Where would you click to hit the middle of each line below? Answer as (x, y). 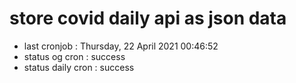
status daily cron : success (79, 67)
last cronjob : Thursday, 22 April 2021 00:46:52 (121, 46)
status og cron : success (74, 56)
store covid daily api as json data (148, 18)
